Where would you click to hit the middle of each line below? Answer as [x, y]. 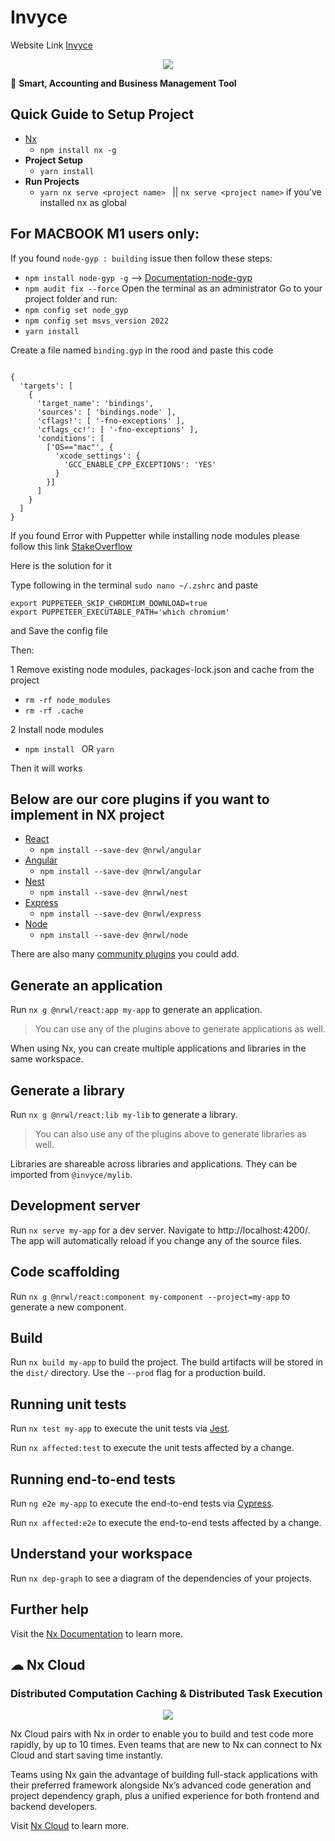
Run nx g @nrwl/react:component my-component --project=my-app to [150, 1296]
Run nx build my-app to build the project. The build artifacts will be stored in [167, 1362]
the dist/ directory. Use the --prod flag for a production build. [138, 1373]
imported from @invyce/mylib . [71, 1174]
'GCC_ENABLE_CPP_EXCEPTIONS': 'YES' [140, 464]
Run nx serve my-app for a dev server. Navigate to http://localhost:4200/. [160, 1230]
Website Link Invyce [51, 45]
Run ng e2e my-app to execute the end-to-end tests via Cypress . [142, 1503]
